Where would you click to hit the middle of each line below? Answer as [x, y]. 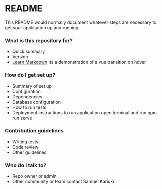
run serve [22, 118]
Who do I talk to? [26, 165]
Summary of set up [32, 86]
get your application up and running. [42, 27]
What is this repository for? [39, 40]
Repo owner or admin [34, 176]
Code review [25, 147]
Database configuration [37, 102]
